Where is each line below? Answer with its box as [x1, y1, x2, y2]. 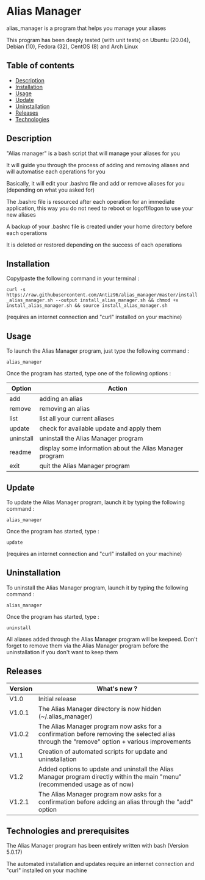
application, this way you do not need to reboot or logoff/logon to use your [6, 204, 194, 212]
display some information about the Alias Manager [39, 444, 184, 453]
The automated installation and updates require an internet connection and [6, 860, 195, 868]
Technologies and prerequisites [6, 826, 130, 837]
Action [107, 384, 128, 393]
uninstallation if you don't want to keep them [6, 648, 118, 655]
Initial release [38, 694, 77, 703]
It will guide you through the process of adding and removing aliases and [6, 161, 190, 168]
